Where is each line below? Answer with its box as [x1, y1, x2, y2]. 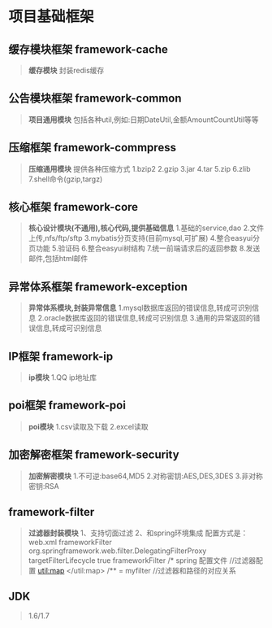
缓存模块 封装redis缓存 [28, 66, 105, 75]
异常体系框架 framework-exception [8, 280, 188, 294]
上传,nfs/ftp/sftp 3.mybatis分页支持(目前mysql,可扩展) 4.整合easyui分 [28, 233, 260, 243]
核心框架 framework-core [8, 200, 139, 214]
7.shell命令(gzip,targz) [28, 174, 103, 184]
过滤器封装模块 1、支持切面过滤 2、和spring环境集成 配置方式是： [28, 528, 248, 538]
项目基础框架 [8, 7, 95, 26]
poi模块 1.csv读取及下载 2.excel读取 [28, 421, 149, 431]
